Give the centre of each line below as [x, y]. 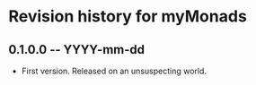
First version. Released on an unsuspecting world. [114, 71]
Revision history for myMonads [128, 17]
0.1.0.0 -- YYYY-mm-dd [77, 50]
